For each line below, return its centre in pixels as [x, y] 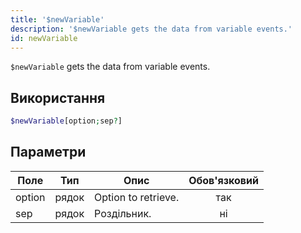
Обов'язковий [223, 180]
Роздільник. [123, 213]
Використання [58, 97]
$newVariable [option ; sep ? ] [66, 121]
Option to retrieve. [137, 197]
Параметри [48, 152]
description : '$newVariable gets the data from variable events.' [151, 29]
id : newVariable [44, 38]
